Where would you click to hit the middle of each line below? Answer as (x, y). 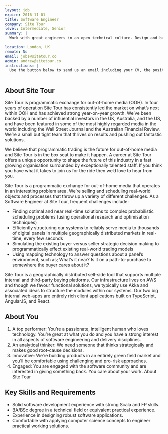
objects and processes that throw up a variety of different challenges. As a (82, 196)
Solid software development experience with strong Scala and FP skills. (86, 404)
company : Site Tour (25, 24)
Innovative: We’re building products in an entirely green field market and (86, 355)
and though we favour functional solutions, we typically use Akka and (77, 285)
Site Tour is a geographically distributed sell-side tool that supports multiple (83, 274)
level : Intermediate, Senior (35, 29)
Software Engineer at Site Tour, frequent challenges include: (67, 201)
